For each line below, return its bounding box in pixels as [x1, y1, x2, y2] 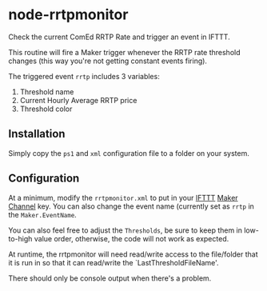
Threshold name [19, 86, 74, 97]
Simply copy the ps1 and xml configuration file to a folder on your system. [8, 148, 250, 157]
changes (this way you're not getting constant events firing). [8, 56, 208, 66]
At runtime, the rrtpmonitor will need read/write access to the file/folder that [8, 249, 258, 259]
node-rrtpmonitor [8, 6, 129, 24]
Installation [8, 127, 66, 141]
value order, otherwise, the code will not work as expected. [34, 233, 229, 243]
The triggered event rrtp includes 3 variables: [8, 71, 160, 81]
